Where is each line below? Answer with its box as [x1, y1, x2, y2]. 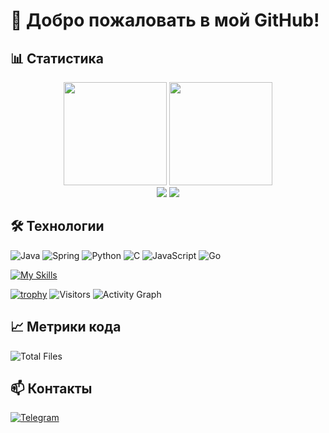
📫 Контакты [10, 380, 93, 398]
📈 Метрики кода [10, 319, 122, 336]
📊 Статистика [10, 50, 104, 67]
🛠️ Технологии [10, 218, 105, 235]
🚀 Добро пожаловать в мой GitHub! [10, 9, 320, 32]
